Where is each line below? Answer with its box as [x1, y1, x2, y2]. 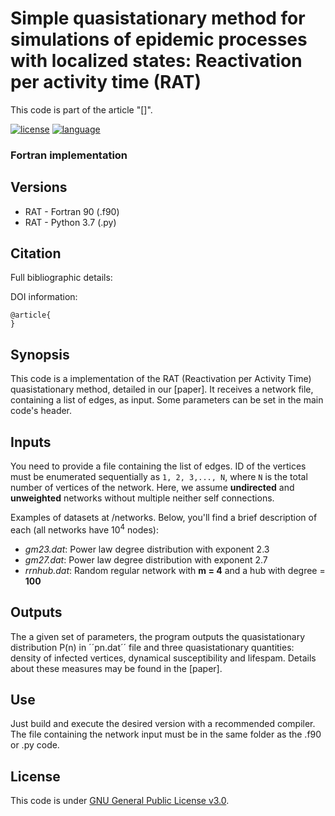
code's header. [10, 405, 73, 417]
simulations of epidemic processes [10, 28, 308, 51]
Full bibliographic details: [10, 272, 113, 284]
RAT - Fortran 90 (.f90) [24, 205, 120, 217]
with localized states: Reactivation [10, 50, 303, 72]
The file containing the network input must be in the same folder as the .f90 [10, 728, 322, 741]
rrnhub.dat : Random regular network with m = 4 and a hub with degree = [24, 564, 326, 576]
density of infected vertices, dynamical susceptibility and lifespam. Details [10, 652, 317, 664]
